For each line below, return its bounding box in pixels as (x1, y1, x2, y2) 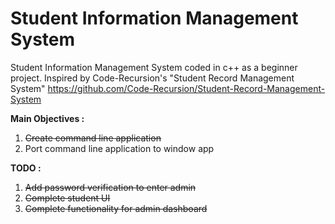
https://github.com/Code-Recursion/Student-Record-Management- (47, 82, 326, 94)
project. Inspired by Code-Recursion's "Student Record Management (10, 72, 295, 84)
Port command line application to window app (24, 142, 215, 154)
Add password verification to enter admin (24, 181, 197, 193)
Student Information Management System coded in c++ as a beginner (10, 61, 298, 73)
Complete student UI (24, 192, 111, 204)
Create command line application (24, 132, 162, 144)
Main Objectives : (10, 112, 85, 124)
